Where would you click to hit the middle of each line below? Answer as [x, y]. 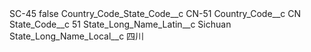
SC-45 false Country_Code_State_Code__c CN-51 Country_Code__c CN [155, 13]
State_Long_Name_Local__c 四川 [77, 36]
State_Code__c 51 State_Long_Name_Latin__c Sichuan [120, 24]
